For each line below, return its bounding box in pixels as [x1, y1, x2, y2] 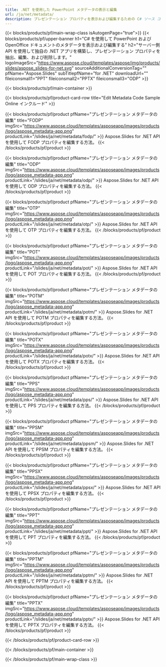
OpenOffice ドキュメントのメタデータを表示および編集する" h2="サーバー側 [5, 42, 160, 48]
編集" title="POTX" [5, 337, 43, 343]
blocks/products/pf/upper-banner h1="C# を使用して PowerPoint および [5, 36, 152, 42]
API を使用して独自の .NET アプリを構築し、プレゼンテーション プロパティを [5, 48, 161, 54]
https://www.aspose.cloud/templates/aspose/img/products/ [38, 60, 161, 66]
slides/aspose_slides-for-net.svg [5, 65, 72, 71]
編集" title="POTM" [5, 293, 44, 299]
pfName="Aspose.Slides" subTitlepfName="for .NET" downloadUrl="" [5, 70, 148, 77]
